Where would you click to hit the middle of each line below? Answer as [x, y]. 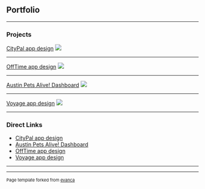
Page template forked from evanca [41, 180]
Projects [19, 34]
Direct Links [24, 125]
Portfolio [23, 10]
